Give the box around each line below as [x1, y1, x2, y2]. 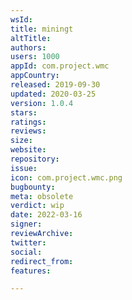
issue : [10, 163, 38, 173]
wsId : [10, 14, 33, 25]
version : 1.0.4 [10, 98, 74, 108]
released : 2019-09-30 [10, 80, 101, 90]
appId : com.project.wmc [10, 61, 110, 71]
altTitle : [10, 33, 52, 43]
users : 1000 [10, 52, 60, 62]
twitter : [10, 237, 47, 248]
